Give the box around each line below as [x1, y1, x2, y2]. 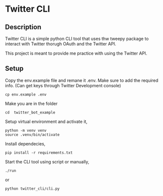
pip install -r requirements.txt [5, 150, 73, 155]
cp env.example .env [5, 92, 47, 97]
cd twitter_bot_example [5, 110, 55, 115]
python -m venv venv [5, 128, 47, 133]
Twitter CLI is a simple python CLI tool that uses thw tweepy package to [5, 36, 149, 41]
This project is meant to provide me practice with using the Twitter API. [5, 50, 147, 56]
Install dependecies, [5, 140, 46, 147]
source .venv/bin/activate [5, 132, 60, 137]
